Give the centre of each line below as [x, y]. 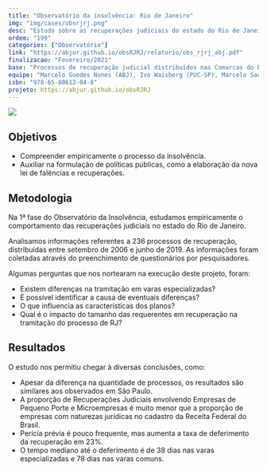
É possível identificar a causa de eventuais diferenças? [110, 297]
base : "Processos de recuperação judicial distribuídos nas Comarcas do [131, 68]
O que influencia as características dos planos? [97, 306]
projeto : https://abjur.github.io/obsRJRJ [79, 90]
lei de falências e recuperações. [72, 173]
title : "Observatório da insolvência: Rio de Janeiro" [101, 16]
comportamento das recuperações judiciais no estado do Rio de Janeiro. [127, 225]
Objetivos [33, 137]
